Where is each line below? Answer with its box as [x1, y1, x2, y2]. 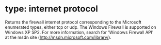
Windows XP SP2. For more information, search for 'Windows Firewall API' [5, 29, 154, 35]
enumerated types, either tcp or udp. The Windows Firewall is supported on [5, 24, 157, 30]
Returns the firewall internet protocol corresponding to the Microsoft [5, 19, 142, 25]
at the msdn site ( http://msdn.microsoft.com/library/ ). [5, 34, 112, 40]
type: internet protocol [5, 3, 98, 14]
